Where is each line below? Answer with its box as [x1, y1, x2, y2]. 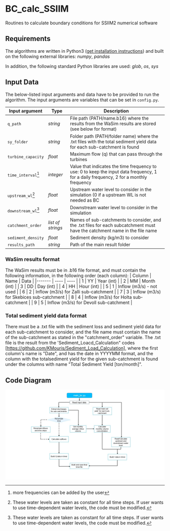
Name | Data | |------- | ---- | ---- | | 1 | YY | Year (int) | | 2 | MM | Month [5, 278, 155, 284]
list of [48, 219, 60, 225]
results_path [7, 243, 35, 248]
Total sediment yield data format [5, 312, 87, 319]
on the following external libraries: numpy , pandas [5, 53, 110, 59]
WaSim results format [5, 255, 60, 262]
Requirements [5, 34, 51, 43]
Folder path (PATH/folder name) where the [70, 133, 158, 139]
